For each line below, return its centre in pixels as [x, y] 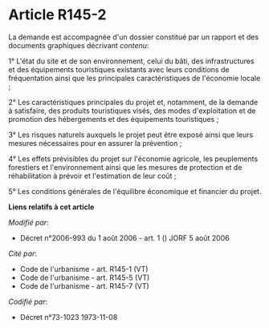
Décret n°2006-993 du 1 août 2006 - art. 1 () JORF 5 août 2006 [125, 237]
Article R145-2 [57, 15]
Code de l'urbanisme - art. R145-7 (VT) [85, 285]
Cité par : [23, 253]
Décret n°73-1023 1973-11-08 [69, 317]
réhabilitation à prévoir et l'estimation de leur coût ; [92, 176]
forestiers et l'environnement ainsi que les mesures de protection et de [125, 167]
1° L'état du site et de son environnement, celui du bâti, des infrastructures [131, 61]
